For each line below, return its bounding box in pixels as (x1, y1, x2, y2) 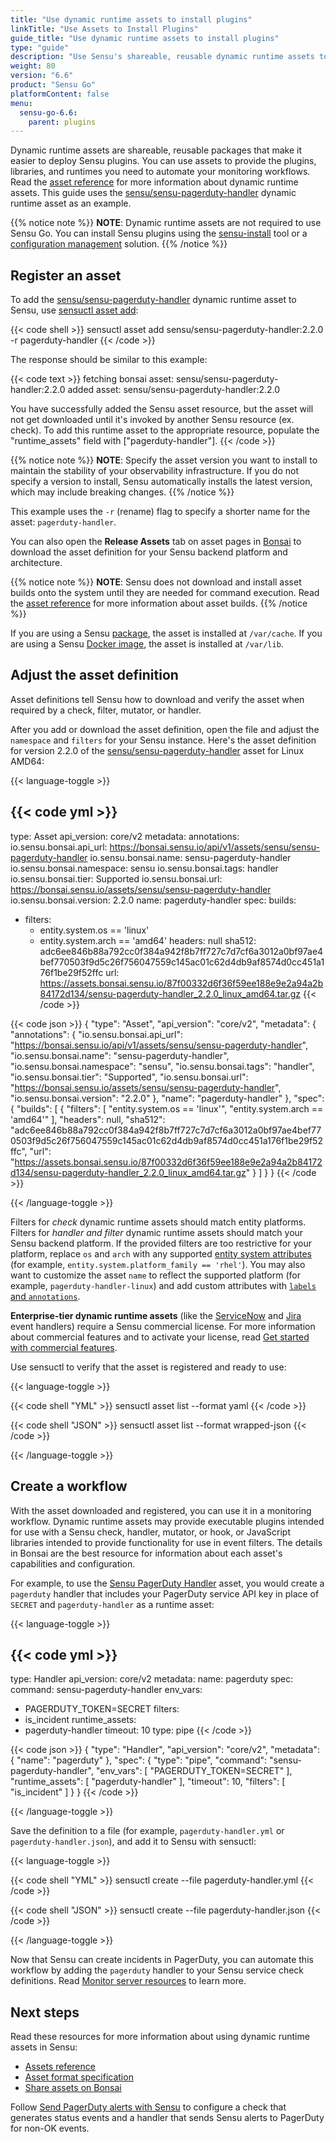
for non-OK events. (10, 2122, 90, 2135)
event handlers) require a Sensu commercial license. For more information (10, 1320, 316, 1332)
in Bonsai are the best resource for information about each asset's (10, 1547, 283, 1559)
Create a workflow (10, 1478, 128, 1495)
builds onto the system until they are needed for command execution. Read (10, 587, 320, 599)
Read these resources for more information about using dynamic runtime (10, 2031, 310, 2043)
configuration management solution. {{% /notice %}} (10, 238, 228, 250)
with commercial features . (10, 1341, 118, 1353)
